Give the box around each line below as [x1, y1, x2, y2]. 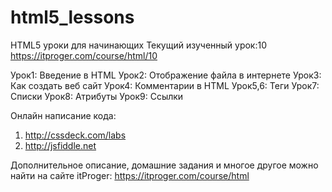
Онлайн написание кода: [10, 109, 117, 121]
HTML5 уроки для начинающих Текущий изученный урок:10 [10, 39, 268, 51]
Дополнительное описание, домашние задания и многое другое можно [10, 159, 319, 171]
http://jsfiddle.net [24, 139, 97, 151]
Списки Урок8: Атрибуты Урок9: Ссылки [10, 90, 184, 102]
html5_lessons [10, 6, 135, 29]
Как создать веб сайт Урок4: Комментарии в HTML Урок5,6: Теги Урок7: [10, 79, 320, 91]
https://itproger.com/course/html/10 [10, 49, 158, 61]
